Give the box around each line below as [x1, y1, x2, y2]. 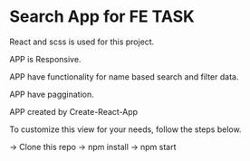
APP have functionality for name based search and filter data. [9, 71, 239, 82]
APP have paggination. [9, 89, 95, 99]
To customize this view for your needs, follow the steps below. [9, 124, 242, 135]
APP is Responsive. [9, 53, 82, 64]
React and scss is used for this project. [9, 36, 155, 47]
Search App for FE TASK [9, 6, 195, 27]
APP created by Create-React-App [9, 106, 139, 117]
